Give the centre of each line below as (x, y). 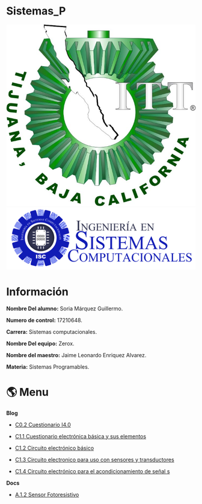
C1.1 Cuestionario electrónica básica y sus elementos (80, 436)
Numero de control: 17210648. (44, 320)
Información (38, 291)
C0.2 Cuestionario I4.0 (43, 425)
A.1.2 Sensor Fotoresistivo (47, 494)
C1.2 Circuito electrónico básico (54, 448)
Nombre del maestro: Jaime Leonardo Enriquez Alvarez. (76, 355)
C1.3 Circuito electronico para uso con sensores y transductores (94, 459)
